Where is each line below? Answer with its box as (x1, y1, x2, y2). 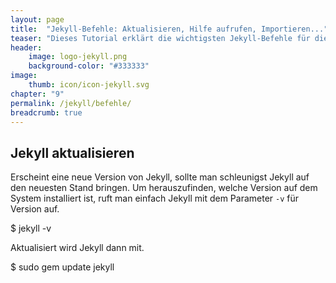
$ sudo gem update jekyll (10, 261, 115, 273)
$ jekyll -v (10, 222, 52, 235)
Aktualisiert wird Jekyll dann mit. (10, 242, 145, 254)
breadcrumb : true (10, 107, 83, 118)
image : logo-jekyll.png (28, 52, 128, 62)
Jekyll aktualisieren (10, 144, 135, 161)
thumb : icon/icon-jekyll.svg (28, 80, 150, 90)
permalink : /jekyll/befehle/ (10, 98, 132, 108)
